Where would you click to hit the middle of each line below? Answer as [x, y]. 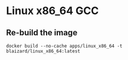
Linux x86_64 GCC [52, 11]
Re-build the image [42, 33]
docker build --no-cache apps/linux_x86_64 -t [64, 46]
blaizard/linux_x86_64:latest [43, 51]
